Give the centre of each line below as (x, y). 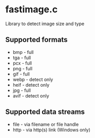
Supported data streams (45, 112)
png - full (22, 68)
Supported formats (36, 40)
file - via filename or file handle (46, 124)
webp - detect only (33, 79)
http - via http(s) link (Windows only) (52, 130)
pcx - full (22, 63)
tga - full (22, 57)
